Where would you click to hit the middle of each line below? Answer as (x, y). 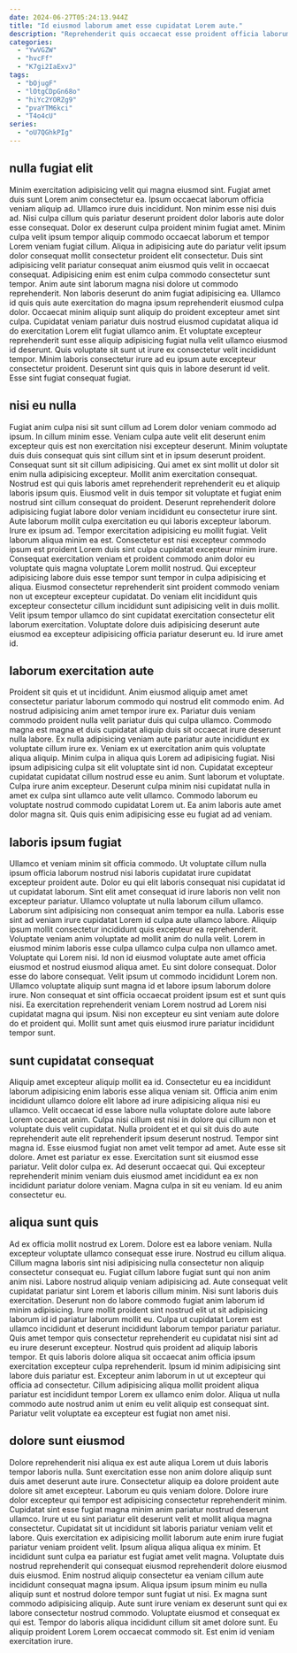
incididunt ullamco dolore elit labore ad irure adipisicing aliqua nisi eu (135, 1100)
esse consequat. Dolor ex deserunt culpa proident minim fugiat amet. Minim (147, 227)
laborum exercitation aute (82, 670)
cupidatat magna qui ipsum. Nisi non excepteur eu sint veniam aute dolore (145, 1014)
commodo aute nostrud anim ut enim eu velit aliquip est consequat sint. (139, 1403)
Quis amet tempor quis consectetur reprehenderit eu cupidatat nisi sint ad (144, 1338)
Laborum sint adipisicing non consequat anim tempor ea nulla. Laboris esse (147, 911)
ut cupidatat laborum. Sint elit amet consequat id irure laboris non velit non (145, 892)
